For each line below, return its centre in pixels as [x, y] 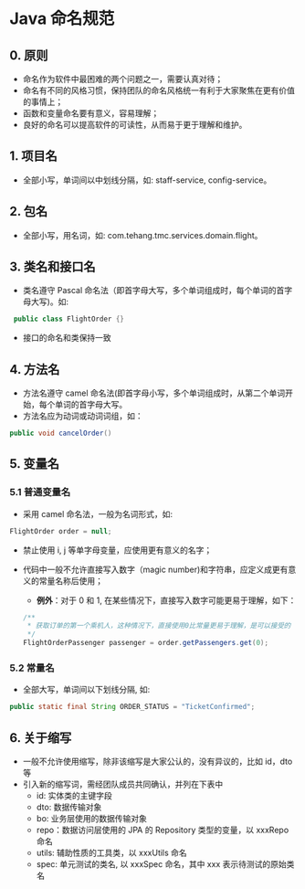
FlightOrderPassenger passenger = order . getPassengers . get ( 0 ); [146, 643]
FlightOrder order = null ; [61, 531]
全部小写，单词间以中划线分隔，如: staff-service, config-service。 [147, 180]
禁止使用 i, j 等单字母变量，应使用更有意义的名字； [117, 550]
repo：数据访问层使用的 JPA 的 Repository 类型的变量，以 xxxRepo [163, 830]
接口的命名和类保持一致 [67, 338]
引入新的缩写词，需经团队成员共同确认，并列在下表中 [123, 784]
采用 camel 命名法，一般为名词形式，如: [98, 513]
